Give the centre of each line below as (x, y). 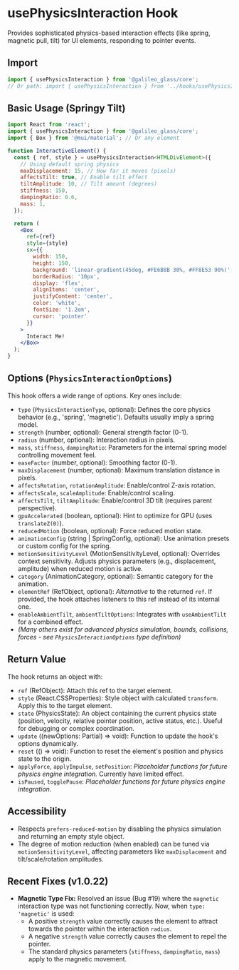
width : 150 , (51, 257)
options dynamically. (48, 743)
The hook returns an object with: (55, 677)
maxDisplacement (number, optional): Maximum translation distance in (119, 470)
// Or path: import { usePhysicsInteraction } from (85, 86)
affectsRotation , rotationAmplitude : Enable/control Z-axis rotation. (117, 485)
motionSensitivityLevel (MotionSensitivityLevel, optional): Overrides (119, 553)
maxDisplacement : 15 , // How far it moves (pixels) (98, 171)
